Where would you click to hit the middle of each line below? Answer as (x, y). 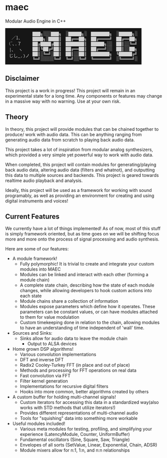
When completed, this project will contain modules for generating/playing (81, 164)
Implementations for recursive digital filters (64, 386)
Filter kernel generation (44, 381)
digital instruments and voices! (37, 201)
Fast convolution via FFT (45, 376)
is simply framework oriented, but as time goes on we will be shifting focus (82, 234)
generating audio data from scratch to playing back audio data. (70, 140)
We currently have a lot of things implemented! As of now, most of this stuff (83, 228)
